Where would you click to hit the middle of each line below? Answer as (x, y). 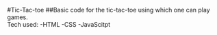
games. (18, 17)
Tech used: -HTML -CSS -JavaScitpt (59, 24)
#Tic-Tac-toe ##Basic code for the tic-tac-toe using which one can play (108, 10)
